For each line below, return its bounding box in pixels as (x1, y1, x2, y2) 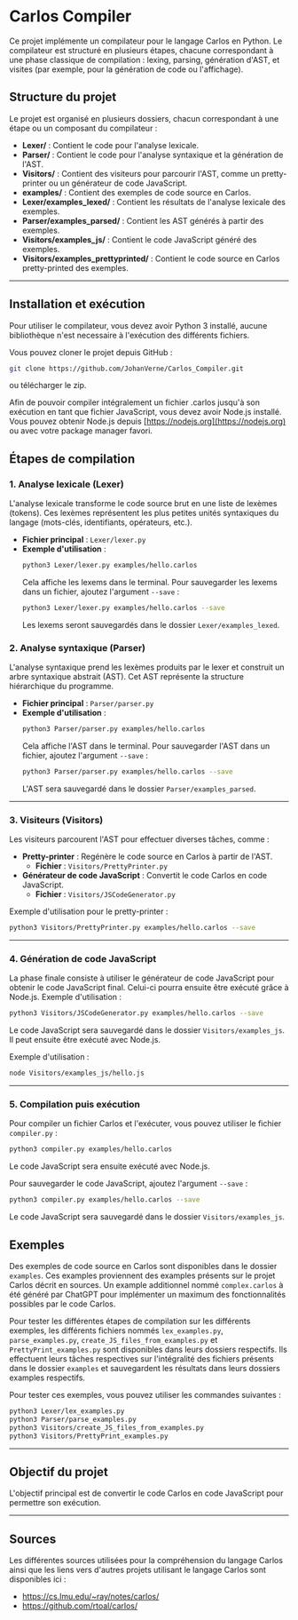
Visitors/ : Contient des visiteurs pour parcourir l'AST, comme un (21, 168, 260, 179)
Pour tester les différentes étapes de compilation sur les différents (9, 1316, 251, 1326)
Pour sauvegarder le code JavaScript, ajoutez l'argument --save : (9, 1179, 248, 1189)
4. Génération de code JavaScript (9, 953, 157, 965)
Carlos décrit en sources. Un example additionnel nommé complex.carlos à (9, 1280, 284, 1290)
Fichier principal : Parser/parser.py (21, 698, 154, 709)
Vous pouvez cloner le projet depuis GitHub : (9, 346, 173, 357)
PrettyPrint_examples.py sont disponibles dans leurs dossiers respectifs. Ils (9, 1344, 288, 1354)
